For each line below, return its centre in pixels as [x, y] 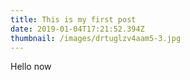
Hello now [31, 67]
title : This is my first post [73, 19]
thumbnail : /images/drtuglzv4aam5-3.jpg [96, 38]
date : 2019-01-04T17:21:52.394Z [77, 29]
